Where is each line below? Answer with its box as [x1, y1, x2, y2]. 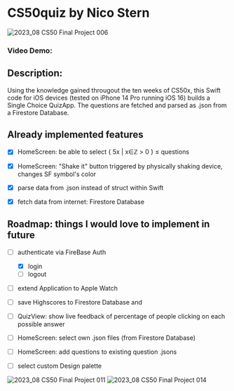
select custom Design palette [17, 362, 102, 370]
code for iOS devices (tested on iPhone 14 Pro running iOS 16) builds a [7, 93, 210, 102]
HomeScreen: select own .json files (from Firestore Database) [17, 333, 196, 342]
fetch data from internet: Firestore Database [17, 197, 145, 206]
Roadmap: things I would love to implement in [7, 218, 210, 230]
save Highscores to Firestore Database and [17, 298, 142, 306]
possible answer [17, 319, 65, 328]
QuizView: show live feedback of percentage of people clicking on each [17, 312, 226, 320]
